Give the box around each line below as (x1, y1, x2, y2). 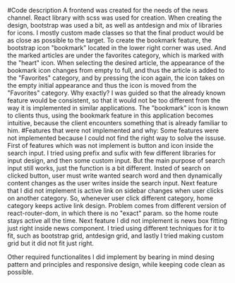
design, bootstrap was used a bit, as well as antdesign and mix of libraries (7, 21, 222, 29)
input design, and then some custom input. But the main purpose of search (7, 156, 225, 165)
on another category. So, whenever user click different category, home (7, 194, 214, 202)
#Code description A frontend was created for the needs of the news (7, 6, 208, 14)
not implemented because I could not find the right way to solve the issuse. (7, 134, 226, 142)
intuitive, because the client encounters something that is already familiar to (7, 119, 228, 127)
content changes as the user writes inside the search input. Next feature (7, 179, 217, 187)
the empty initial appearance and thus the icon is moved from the (7, 81, 197, 89)
